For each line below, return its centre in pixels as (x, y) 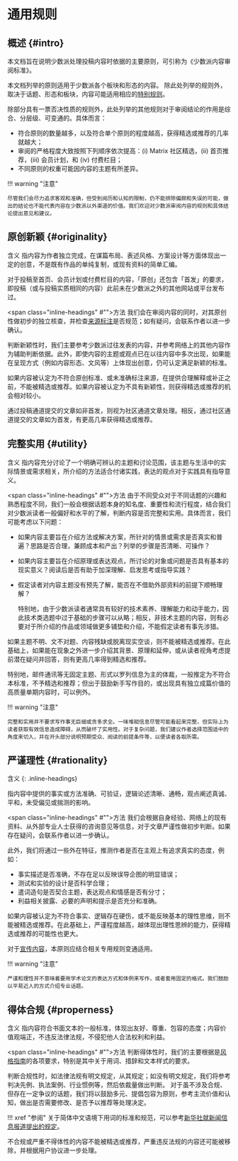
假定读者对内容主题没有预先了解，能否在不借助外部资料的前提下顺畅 (117, 584)
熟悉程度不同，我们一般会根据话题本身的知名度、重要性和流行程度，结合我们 (119, 504)
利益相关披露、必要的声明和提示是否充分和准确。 (89, 901)
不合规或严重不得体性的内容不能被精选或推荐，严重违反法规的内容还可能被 (116, 1142)
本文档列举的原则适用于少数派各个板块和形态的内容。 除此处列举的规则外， (117, 85)
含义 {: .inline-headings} (42, 779)
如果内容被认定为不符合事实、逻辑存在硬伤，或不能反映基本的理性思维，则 (116, 916)
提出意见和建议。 (34, 213)
